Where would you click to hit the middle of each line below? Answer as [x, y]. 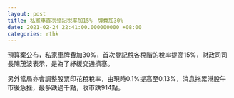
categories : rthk [33, 34]
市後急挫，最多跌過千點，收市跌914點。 [66, 88]
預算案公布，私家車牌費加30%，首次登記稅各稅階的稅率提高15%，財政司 [114, 55]
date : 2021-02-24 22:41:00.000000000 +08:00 [75, 27]
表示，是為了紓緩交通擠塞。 [73, 64]
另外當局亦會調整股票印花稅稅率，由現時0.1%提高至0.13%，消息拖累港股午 [117, 79]
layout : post [27, 14]
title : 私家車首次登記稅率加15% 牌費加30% [65, 21]
